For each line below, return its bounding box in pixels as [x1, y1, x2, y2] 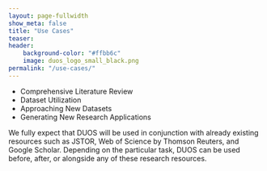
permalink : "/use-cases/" [8, 65, 95, 73]
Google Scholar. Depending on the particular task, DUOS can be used [8, 144, 240, 154]
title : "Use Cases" [8, 27, 74, 35]
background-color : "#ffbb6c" [23, 49, 121, 57]
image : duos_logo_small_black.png [23, 57, 139, 65]
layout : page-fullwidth [8, 11, 89, 20]
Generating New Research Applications [19, 112, 151, 122]
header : [8, 42, 35, 50]
